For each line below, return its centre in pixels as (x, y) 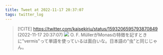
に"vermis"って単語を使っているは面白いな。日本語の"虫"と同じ (83, 41)
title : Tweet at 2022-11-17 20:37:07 (44, 10)
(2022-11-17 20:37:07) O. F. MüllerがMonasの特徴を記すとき (82, 34)
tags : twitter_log (24, 14)
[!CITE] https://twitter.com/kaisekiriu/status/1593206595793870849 (87, 28)
